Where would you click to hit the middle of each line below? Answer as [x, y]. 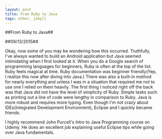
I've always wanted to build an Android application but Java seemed [73, 56]
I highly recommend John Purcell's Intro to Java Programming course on [78, 122]
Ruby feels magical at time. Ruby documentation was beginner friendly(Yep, [81, 72]
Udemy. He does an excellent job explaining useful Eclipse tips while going [80, 127]
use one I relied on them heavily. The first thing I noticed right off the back [79, 87]
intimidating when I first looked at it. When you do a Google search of [74, 62]
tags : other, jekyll [26, 18]
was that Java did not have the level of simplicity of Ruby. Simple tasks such [81, 92]
